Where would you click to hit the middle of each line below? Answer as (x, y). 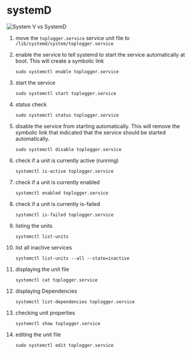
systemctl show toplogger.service (58, 323)
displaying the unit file (42, 269)
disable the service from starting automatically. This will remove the (98, 126)
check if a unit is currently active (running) (67, 160)
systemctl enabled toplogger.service (62, 193)
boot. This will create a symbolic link (59, 61)
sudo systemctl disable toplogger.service (68, 149)
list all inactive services (44, 247)
